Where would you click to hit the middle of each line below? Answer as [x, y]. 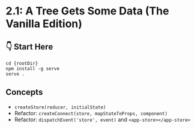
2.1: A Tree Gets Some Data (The [87, 11]
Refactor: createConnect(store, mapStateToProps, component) [91, 113]
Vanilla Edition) [44, 24]
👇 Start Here [29, 46]
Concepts [24, 92]
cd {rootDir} [22, 64]
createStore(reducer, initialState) [60, 107]
